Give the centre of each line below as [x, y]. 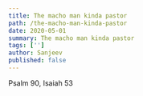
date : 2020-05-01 [37, 30]
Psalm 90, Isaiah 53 [41, 83]
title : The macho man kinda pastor [68, 16]
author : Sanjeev [35, 53]
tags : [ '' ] [27, 46]
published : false [37, 61]
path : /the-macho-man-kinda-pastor [68, 23]
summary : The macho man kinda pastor [71, 38]
